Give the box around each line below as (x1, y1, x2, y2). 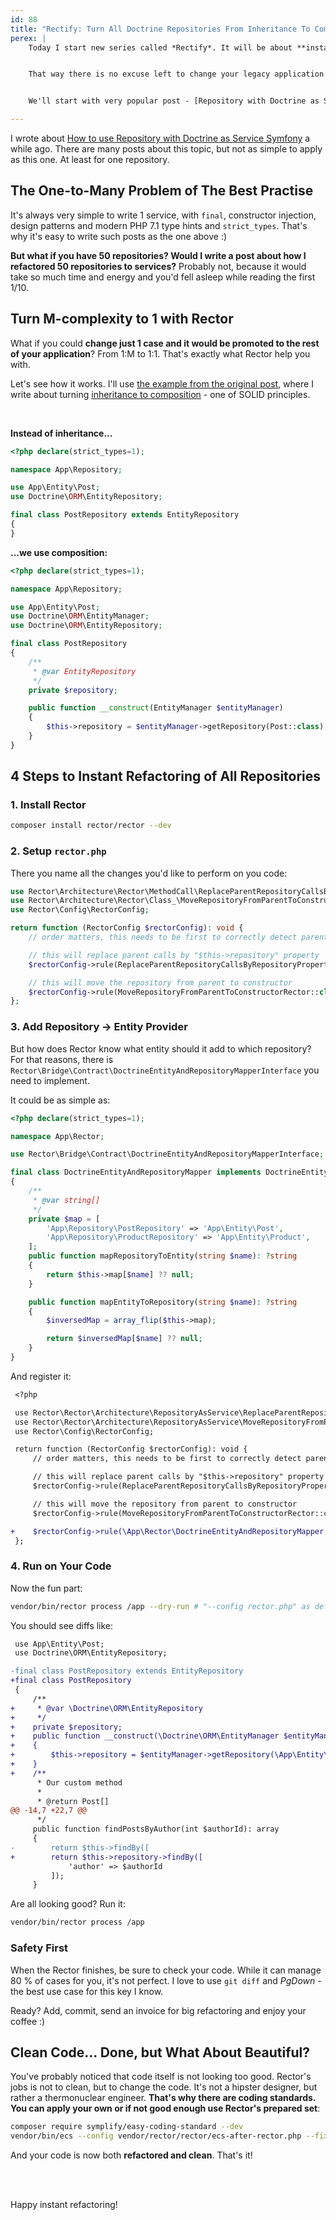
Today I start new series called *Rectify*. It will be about (28, 42, 293, 53)
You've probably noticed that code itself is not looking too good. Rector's (10, 2071, 312, 2083)
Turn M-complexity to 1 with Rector (10, 311, 234, 328)
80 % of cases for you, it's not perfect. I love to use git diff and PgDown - (10, 1974, 322, 1986)
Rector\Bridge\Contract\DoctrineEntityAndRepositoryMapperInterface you (10, 1064, 320, 1076)
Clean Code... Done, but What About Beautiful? (10, 2044, 311, 2061)
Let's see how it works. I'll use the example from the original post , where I (10, 377, 314, 390)
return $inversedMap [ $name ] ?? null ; (46, 1334, 203, 1344)
